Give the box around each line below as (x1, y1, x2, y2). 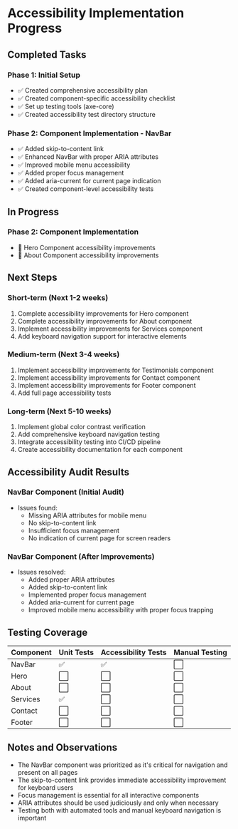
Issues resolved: (17, 568, 66, 577)
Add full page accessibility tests (17, 388, 112, 397)
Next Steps (7, 272, 58, 284)
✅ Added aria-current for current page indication (17, 177, 161, 185)
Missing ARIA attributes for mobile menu (28, 511, 147, 520)
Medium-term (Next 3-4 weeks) (7, 349, 120, 359)
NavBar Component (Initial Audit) (7, 487, 124, 497)
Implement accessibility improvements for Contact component (17, 373, 200, 382)
